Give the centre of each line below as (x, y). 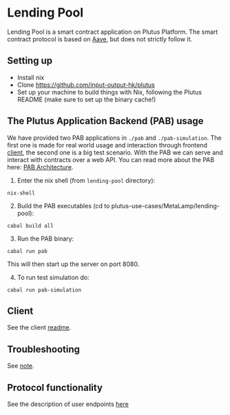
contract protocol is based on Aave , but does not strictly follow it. (100, 39)
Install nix (31, 77)
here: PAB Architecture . (40, 167)
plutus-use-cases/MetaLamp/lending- (166, 205)
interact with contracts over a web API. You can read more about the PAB (111, 159)
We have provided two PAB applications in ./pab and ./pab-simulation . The (114, 138)
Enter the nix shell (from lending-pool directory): (86, 180)
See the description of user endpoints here (68, 404)
